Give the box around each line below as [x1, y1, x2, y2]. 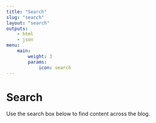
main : [17, 48, 31, 54]
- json [17, 37, 34, 43]
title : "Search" [6, 8, 47, 15]
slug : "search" [6, 14, 45, 20]
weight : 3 [28, 53, 52, 59]
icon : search [38, 64, 71, 71]
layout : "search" [6, 20, 50, 26]
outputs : [6, 25, 28, 32]
